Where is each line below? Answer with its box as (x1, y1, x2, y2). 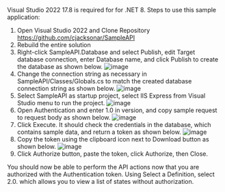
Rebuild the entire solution (16, 41, 91, 49)
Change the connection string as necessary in (16, 70, 147, 78)
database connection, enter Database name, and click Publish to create (16, 55, 219, 64)
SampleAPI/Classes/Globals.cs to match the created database (16, 77, 192, 85)
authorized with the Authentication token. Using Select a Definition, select (7, 170, 215, 178)
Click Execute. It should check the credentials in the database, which (16, 121, 211, 128)
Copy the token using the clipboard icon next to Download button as (16, 135, 210, 143)
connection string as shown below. (16, 85, 116, 92)
